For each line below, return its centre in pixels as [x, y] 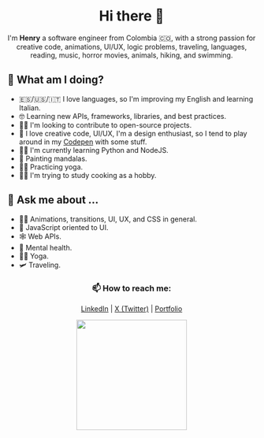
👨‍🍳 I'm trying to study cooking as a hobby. [87, 175]
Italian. [30, 108]
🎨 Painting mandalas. [53, 158]
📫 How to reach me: [132, 288]
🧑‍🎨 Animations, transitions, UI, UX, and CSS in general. [108, 219]
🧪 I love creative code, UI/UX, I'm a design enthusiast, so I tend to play [133, 133]
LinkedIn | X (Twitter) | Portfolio [132, 308]
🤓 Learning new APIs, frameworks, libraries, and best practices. [123, 116]
